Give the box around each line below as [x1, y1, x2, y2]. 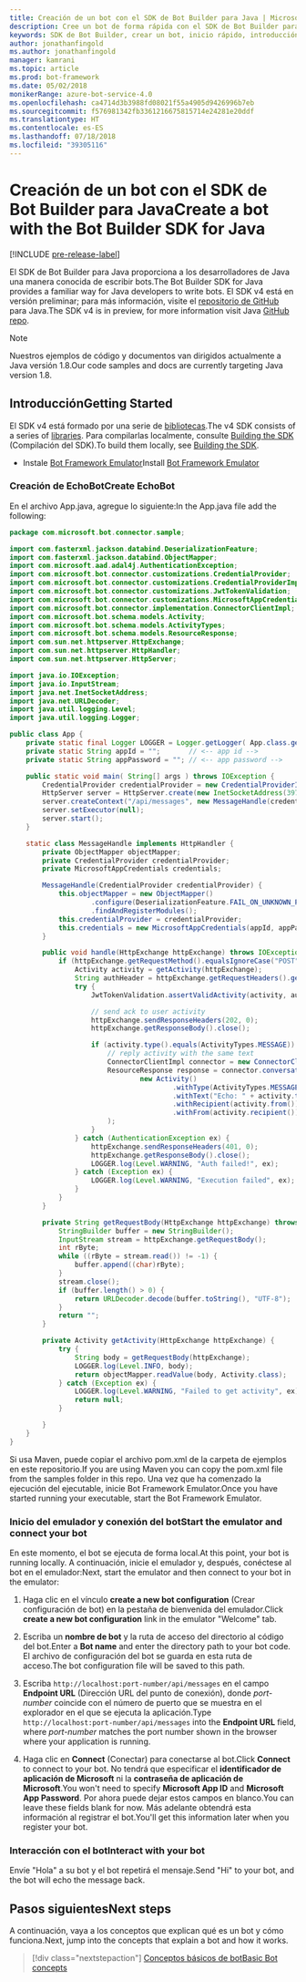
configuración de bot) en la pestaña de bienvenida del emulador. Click [22, 1604, 284, 1615]
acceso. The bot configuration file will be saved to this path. [22, 1660, 246, 1671]
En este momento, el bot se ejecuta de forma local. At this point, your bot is [9, 1547, 290, 1558]
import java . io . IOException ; [9, 671, 120, 680]
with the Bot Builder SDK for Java [9, 218, 266, 239]
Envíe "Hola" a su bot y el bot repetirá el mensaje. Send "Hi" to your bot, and [9, 1865, 294, 1876]
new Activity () [139, 1074, 198, 1083]
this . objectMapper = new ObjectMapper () [57, 890, 214, 899]
